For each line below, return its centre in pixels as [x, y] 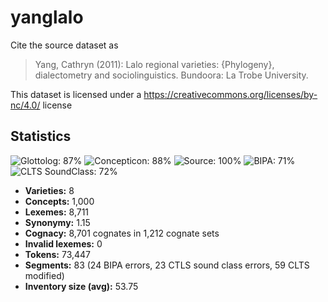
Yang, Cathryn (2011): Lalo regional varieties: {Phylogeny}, [154, 64]
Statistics [41, 136]
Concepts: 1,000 [59, 201]
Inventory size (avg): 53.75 [81, 286]
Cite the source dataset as [64, 45]
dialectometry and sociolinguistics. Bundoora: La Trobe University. [171, 75]
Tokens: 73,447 [58, 254]
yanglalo [47, 17]
